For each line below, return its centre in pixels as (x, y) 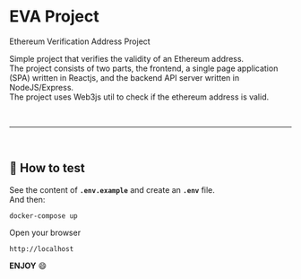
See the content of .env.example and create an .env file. (112, 189)
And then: (27, 199)
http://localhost (42, 248)
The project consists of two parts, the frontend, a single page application (144, 68)
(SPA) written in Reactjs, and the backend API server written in (125, 77)
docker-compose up (43, 216)
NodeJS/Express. (42, 87)
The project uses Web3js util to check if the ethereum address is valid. (139, 97)
